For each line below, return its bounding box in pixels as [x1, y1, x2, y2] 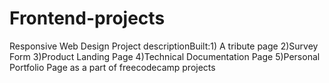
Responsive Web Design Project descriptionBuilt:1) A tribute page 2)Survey [9, 40, 319, 52]
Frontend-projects [9, 7, 166, 30]
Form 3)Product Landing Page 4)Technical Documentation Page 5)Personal [9, 50, 321, 62]
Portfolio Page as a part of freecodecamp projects [9, 61, 216, 73]
